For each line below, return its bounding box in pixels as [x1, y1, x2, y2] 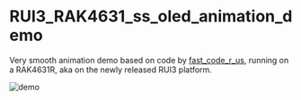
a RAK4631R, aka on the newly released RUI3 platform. [9, 64, 213, 75]
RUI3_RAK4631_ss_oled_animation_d [9, 6, 293, 27]
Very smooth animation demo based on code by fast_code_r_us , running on [9, 54, 289, 65]
